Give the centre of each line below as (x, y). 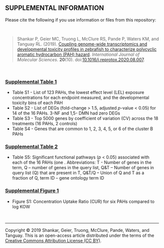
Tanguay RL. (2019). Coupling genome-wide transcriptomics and (82, 44)
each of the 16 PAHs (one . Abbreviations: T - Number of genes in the (82, 162)
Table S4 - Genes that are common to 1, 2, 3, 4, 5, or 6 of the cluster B (82, 129)
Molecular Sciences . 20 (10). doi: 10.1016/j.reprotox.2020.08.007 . (81, 59)
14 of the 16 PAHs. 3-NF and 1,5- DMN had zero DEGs (66, 113)
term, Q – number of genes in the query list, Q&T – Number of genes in (83, 168)
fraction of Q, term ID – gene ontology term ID (58, 178)
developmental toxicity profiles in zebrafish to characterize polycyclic (87, 49)
